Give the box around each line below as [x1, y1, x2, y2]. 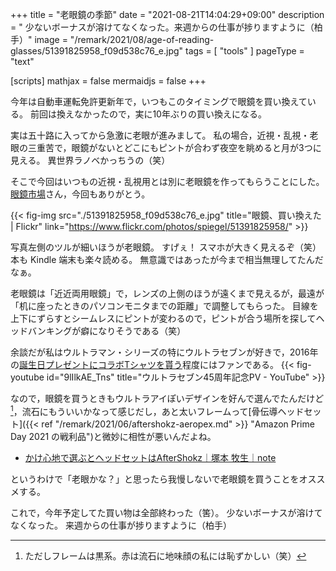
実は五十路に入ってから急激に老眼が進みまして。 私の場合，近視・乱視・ [10, 129, 310, 141]
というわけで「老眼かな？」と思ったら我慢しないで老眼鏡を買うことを [10, 473, 300, 485]
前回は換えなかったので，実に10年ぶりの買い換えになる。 [29, 108, 267, 120]
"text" [10, 56, 35, 67]
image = [34, 34, 68, 45]
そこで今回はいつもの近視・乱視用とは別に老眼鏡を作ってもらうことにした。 [10, 176, 325, 187]
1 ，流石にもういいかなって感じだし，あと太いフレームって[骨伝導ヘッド [10, 404, 305, 417]
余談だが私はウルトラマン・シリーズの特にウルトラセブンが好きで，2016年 [10, 346, 319, 358]
